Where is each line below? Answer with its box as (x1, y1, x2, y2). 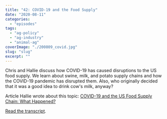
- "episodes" (10, 21, 37, 26)
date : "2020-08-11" (5, 12, 46, 17)
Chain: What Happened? (5, 98, 56, 104)
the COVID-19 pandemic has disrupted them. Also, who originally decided (5, 78, 158, 84)
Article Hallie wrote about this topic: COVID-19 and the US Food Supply (5, 93, 152, 99)
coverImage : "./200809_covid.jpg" (5, 44, 78, 49)
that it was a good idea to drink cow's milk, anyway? (5, 83, 114, 89)
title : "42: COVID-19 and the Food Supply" (5, 7, 98, 12)
